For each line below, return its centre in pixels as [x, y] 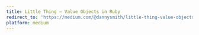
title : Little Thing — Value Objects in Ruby [63, 12]
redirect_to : [22, 17]
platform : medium [28, 23]
